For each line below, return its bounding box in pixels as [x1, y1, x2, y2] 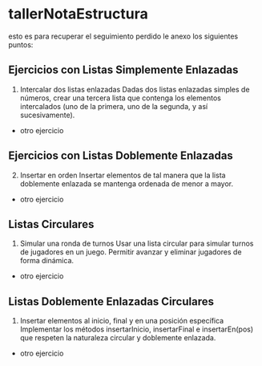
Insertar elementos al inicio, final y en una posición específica [19, 316, 224, 326]
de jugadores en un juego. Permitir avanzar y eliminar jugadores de [19, 247, 242, 257]
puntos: [8, 39, 34, 49]
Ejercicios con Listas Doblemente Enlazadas [8, 149, 234, 163]
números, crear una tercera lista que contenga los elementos [19, 93, 222, 103]
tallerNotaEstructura [8, 5, 148, 23]
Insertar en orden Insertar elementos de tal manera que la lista [19, 170, 226, 180]
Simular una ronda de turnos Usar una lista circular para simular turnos [19, 238, 254, 249]
